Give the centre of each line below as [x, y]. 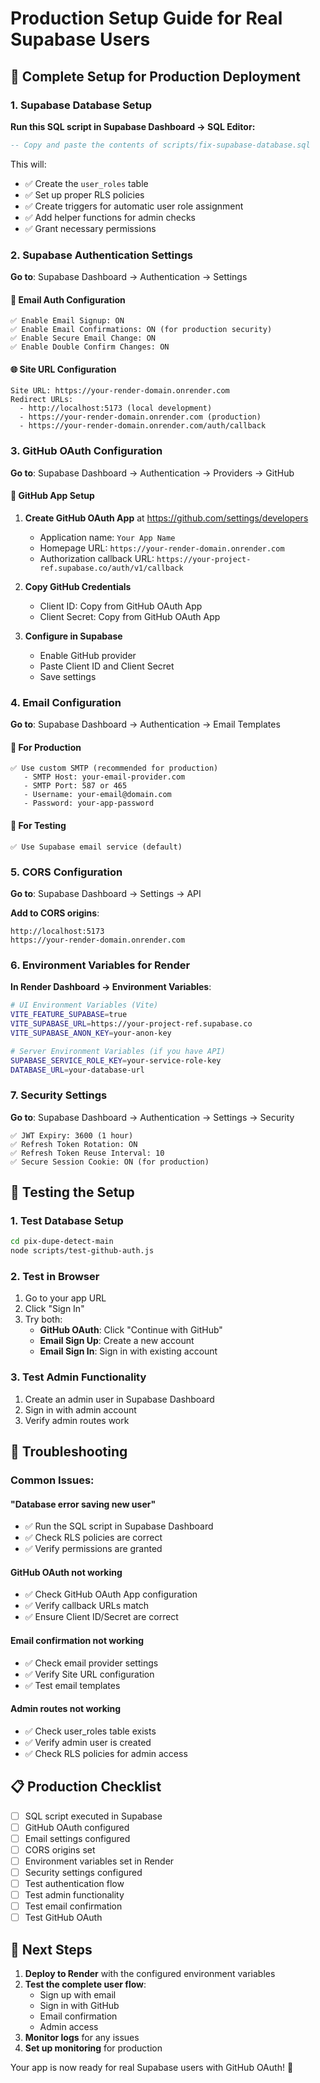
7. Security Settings [59, 1095]
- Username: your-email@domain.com [97, 795]
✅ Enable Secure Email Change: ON [83, 338]
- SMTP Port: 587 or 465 [75, 786]
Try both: [43, 1319]
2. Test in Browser [55, 1277]
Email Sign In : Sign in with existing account [128, 1351]
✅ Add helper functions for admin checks [110, 217]
